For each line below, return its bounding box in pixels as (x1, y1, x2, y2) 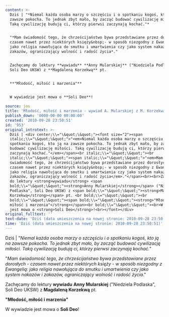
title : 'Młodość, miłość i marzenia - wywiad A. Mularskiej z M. (5, 109, 145, 114)
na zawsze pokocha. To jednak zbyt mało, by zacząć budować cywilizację (5, 240, 161, 246)
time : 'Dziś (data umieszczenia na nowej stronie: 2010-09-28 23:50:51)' (5, 221, 163, 226)
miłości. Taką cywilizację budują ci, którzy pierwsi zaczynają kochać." (5, 245, 152, 251)
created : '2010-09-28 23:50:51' (5, 118, 73, 123)
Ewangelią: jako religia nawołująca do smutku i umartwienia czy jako (5, 266, 149, 272)
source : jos (5, 104, 30, 109)
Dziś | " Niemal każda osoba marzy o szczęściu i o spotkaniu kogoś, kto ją (5, 235, 159, 241)
